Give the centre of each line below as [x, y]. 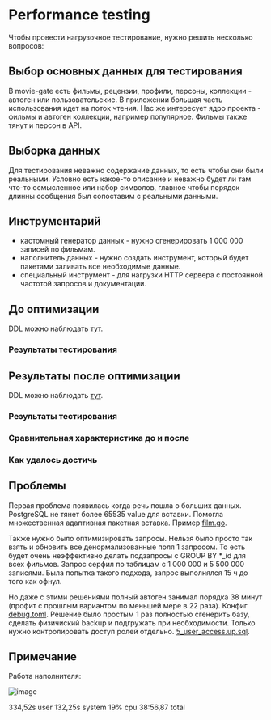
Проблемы [37, 486]
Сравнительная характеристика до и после [99, 438]
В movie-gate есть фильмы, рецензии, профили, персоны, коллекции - [130, 91]
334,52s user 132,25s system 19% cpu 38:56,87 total [97, 707]
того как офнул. [35, 581]
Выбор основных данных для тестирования [125, 72]
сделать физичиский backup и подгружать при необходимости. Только [132, 623]
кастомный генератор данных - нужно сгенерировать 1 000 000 [131, 241]
